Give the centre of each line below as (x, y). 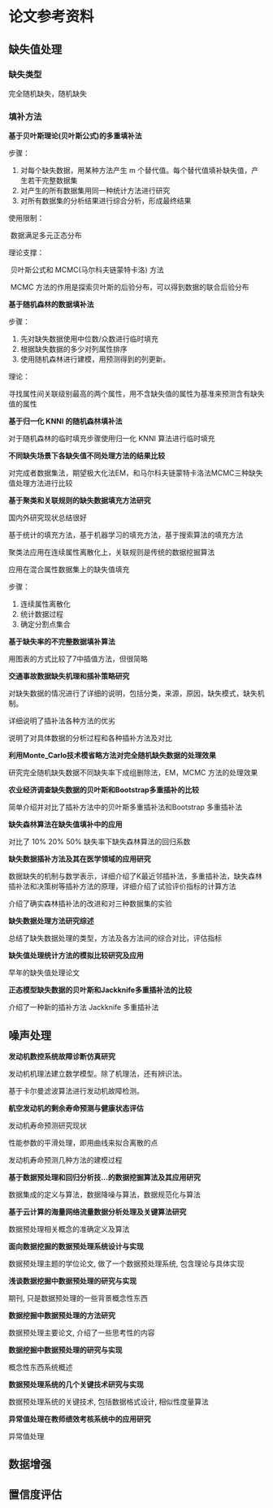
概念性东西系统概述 (41, 1367)
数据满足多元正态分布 (46, 236)
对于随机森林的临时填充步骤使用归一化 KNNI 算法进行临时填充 (112, 439)
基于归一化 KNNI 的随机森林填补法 (65, 421)
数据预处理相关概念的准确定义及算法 (69, 1228)
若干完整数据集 (52, 180)
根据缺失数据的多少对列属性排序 (74, 349)
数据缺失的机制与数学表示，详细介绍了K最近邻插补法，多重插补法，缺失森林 (135, 876)
